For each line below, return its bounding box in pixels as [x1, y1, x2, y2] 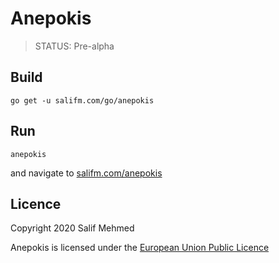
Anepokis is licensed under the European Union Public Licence [10, 242, 270, 254]
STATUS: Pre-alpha [34, 40, 115, 52]
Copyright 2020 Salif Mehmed [10, 222, 135, 234]
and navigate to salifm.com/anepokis [10, 167, 163, 179]
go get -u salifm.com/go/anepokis [10, 95, 155, 106]
